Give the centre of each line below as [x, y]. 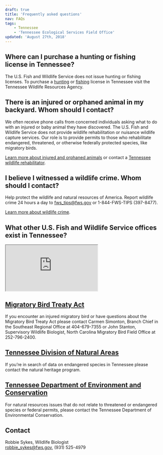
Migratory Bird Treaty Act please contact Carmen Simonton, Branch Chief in [81, 321]
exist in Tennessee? [36, 235]
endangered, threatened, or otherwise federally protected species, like [76, 142]
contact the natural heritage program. [43, 370]
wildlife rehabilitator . [25, 162]
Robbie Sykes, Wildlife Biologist [37, 442]
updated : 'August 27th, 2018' [36, 37]
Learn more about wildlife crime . [38, 212]
